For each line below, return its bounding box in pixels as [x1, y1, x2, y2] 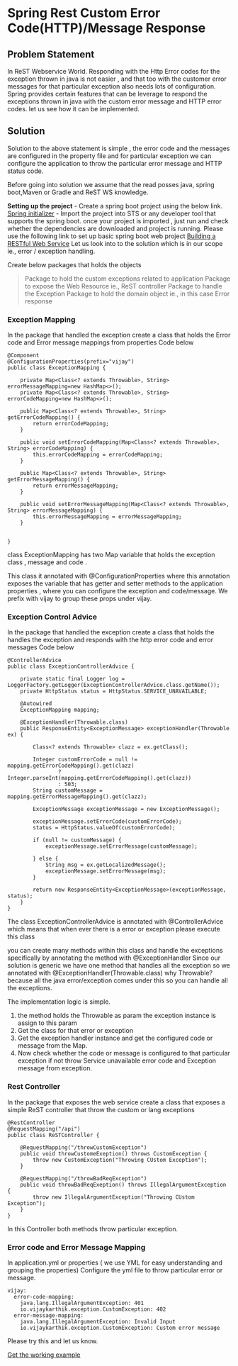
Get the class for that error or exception [17, 1026, 133, 1035]
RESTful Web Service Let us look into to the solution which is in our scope [7, 239, 223, 247]
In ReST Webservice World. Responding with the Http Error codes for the [7, 67, 220, 75]
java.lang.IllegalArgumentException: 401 [20, 1299, 144, 1306]
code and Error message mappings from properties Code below [7, 338, 194, 347]
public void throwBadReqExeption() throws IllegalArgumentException [20, 1181, 227, 1188]
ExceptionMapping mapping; [20, 707, 100, 714]
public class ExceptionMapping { [7, 364, 106, 371]
